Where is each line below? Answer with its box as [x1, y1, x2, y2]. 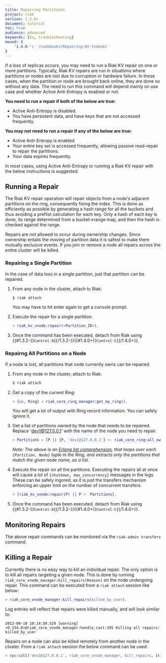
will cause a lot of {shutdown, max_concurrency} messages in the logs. [12, 472, 155, 478]
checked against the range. [5, 222, 61, 228]
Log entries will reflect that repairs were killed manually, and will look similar [5, 606, 160, 612]
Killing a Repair [5, 553, 53, 562]
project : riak [5, 12, 35, 17]
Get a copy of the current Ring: [12, 389, 76, 395]
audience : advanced [5, 30, 45, 35]
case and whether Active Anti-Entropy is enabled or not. [5, 89, 120, 95]
